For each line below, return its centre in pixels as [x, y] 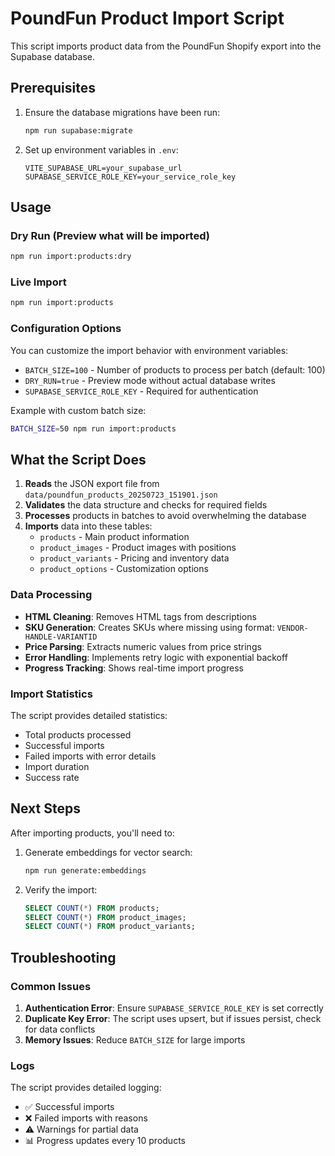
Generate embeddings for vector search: [108, 852]
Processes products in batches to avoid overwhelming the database [165, 516]
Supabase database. [52, 56]
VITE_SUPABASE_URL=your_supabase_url [103, 168]
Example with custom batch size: [78, 410]
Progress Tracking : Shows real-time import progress [134, 668]
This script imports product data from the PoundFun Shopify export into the [166, 46]
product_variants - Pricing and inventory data [134, 558]
